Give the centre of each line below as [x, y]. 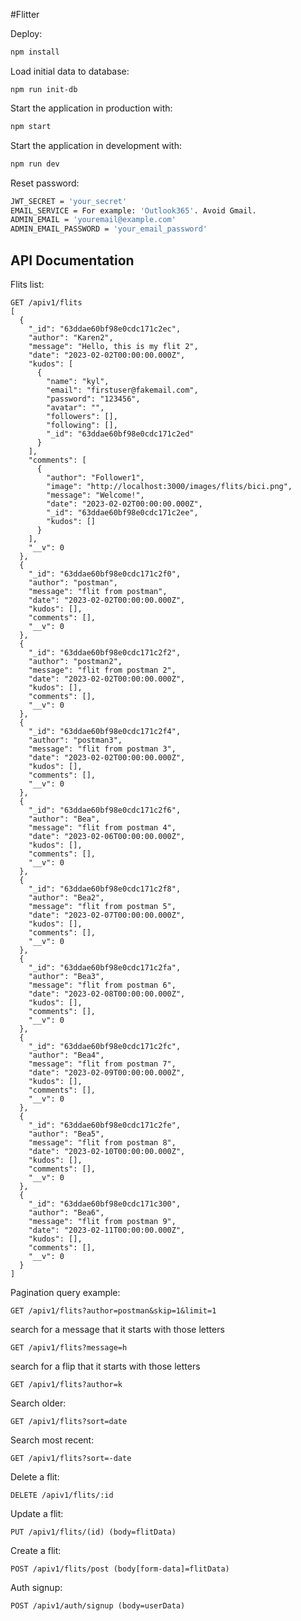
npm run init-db [44, 89]
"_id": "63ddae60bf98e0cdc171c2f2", [105, 652]
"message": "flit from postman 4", [102, 827]
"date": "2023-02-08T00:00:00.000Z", [107, 994]
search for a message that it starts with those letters [117, 1329]
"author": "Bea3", [66, 976]
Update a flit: [37, 1513]
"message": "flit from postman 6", [102, 985]
